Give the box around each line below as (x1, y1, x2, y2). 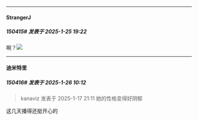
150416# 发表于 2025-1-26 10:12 (6, 79, 87, 86)
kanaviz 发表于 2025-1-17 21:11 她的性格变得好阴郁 (20, 95, 143, 102)
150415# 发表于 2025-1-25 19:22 (6, 28, 87, 35)
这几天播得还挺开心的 (6, 108, 58, 115)
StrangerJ (6, 14, 31, 21)
